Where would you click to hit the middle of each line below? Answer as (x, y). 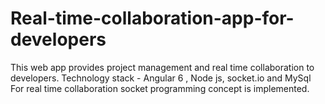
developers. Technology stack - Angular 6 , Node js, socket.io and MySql (161, 78)
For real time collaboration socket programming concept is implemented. (160, 88)
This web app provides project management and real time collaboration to (162, 67)
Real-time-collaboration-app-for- (152, 18)
